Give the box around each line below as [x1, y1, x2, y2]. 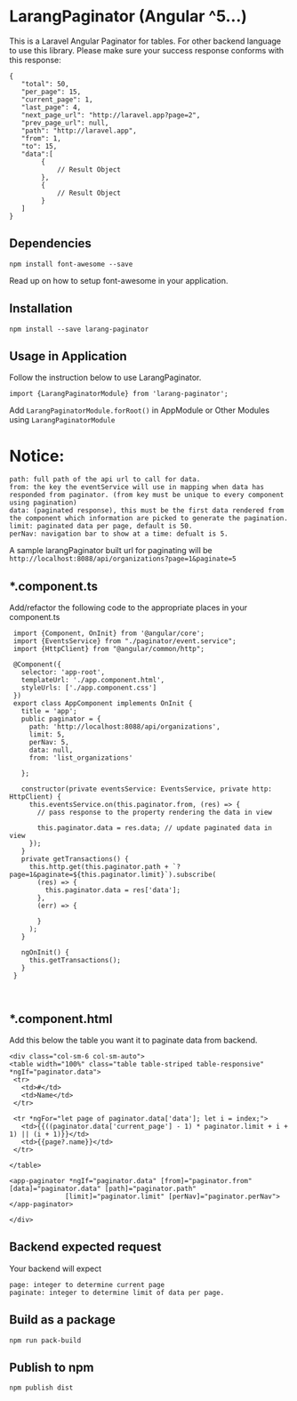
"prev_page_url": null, [20, 118, 109, 127]
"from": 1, [20, 133, 62, 143]
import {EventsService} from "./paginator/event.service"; [12, 637, 237, 646]
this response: [9, 54, 61, 65]
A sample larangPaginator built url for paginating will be [9, 545, 213, 556]
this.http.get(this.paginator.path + [28, 863, 169, 872]
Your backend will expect [9, 1263, 102, 1274]
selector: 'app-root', [20, 668, 105, 677]
